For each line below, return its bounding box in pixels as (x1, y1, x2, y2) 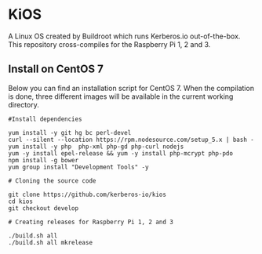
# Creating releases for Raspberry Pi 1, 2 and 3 (8, 218, 174, 226)
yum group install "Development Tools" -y (8, 163, 149, 171)
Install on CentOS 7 (8, 63, 104, 76)
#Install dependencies (8, 115, 82, 123)
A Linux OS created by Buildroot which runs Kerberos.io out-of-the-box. (8, 31, 241, 41)
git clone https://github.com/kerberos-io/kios (8, 190, 167, 198)
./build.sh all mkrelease (8, 238, 93, 246)
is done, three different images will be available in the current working (8, 92, 234, 101)
